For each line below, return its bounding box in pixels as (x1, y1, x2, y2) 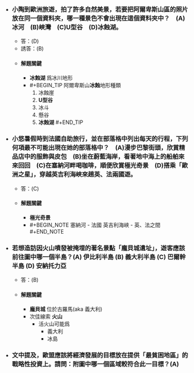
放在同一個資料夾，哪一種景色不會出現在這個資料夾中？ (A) (11, 14, 186, 22)
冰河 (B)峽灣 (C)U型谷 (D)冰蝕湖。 (11, 23, 123, 31)
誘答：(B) (20, 45, 44, 52)
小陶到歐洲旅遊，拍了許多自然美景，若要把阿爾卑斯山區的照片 (11, 5, 189, 13)
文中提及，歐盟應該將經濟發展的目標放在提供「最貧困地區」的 (11, 351, 189, 359)
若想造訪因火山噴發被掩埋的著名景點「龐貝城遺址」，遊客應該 (11, 244, 186, 252)
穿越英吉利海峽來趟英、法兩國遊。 (39, 170, 137, 178)
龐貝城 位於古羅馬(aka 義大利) (29, 305, 103, 313)
